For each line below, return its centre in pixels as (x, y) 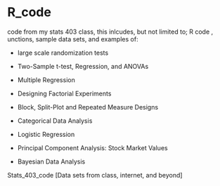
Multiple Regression (46, 80)
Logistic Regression (46, 134)
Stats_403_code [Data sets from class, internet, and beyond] (95, 175)
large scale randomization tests (63, 53)
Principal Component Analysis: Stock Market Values (92, 147)
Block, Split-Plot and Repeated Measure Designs (88, 107)
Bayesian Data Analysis (51, 161)
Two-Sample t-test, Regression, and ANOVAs (83, 66)
